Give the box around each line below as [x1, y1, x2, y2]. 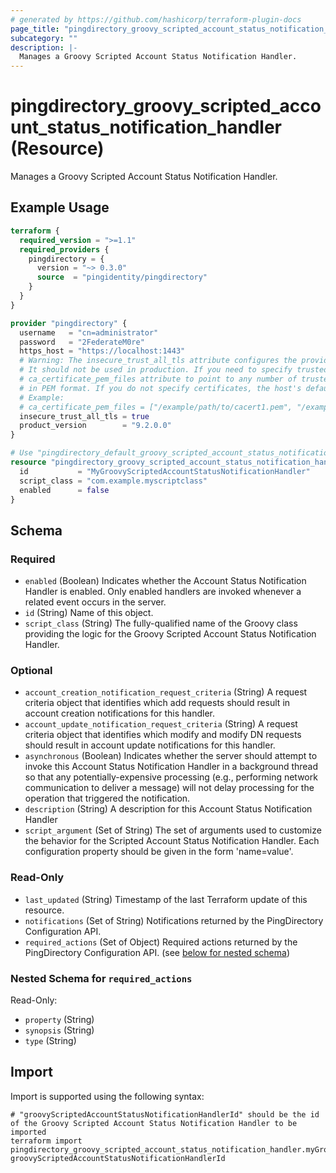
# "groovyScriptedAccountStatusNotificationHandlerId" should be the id [10, 1109, 320, 1120]
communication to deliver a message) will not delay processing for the [24, 782, 315, 794]
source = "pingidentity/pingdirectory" [36, 272, 208, 283]
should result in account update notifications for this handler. [24, 739, 276, 751]
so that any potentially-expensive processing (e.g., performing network [24, 771, 318, 783]
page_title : [10, 24, 60, 34]
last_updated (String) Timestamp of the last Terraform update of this [24, 893, 308, 905]
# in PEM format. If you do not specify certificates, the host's [19, 383, 302, 393]
